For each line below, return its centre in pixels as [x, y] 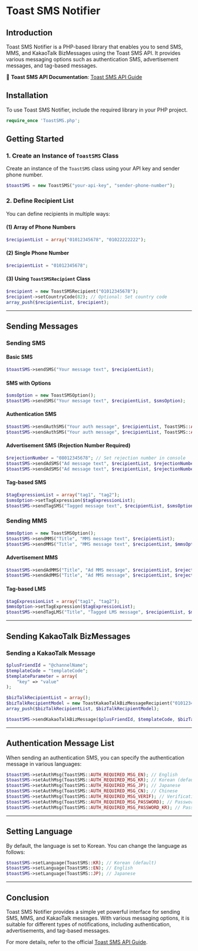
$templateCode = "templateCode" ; [47, 671]
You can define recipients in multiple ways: [58, 214]
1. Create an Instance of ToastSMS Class [62, 156]
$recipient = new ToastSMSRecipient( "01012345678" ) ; [72, 291]
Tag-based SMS [26, 483]
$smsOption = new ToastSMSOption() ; [51, 396]
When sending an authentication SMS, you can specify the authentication [95, 757]
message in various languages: [44, 764]
